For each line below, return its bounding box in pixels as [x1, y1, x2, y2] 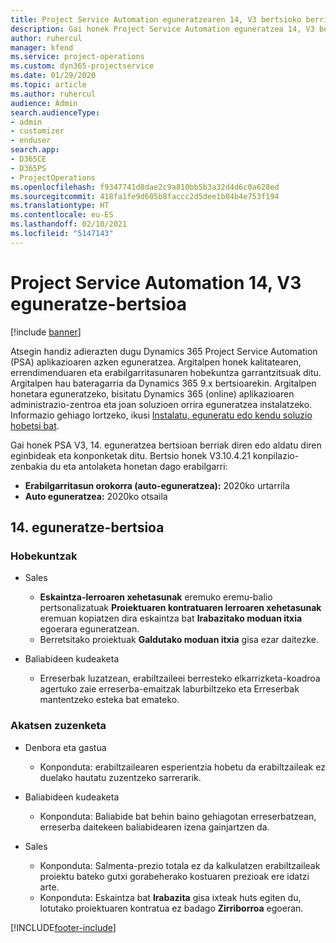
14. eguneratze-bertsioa [10, 519, 165, 536]
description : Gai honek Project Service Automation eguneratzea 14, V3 [10, 24, 315, 34]
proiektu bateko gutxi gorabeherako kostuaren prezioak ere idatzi [39, 870, 310, 882]
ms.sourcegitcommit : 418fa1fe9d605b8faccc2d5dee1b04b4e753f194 [10, 191, 280, 201]
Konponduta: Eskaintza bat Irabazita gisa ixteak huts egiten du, [39, 891, 302, 903]
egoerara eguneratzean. [39, 623, 140, 635]
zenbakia [10, 460, 48, 472]
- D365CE [10, 154, 47, 164]
